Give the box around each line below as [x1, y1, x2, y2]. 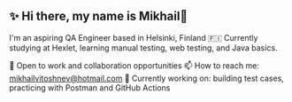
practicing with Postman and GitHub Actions [9, 82, 171, 93]
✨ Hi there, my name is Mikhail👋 [9, 9, 188, 24]
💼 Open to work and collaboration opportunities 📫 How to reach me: [9, 59, 259, 71]
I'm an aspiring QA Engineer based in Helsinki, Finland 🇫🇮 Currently [9, 32, 258, 43]
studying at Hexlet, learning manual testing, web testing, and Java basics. [9, 42, 278, 53]
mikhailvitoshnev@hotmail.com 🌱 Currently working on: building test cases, [9, 73, 285, 83]
